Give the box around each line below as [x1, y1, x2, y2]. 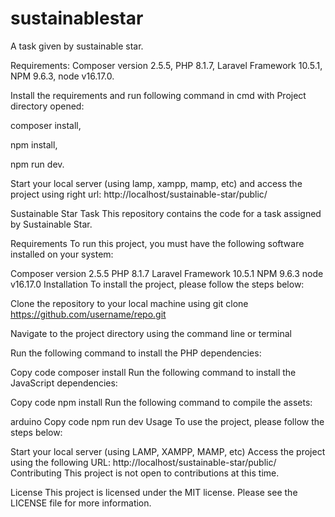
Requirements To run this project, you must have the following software [10, 237, 305, 249]
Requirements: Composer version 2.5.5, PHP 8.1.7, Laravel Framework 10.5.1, [10, 59, 323, 71]
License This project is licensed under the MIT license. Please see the [10, 486, 298, 498]
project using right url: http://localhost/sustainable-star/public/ [10, 188, 268, 200]
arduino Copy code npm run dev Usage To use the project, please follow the [10, 415, 325, 427]
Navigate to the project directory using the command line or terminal [10, 327, 292, 339]
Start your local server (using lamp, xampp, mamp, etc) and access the [10, 177, 303, 189]
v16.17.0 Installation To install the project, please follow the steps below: [10, 278, 305, 290]
